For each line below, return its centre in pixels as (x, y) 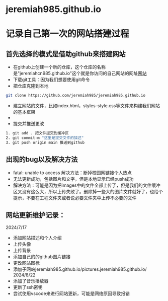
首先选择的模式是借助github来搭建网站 (66, 54)
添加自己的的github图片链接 (42, 257)
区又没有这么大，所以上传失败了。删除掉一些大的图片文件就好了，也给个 (88, 191)
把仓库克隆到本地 (31, 86)
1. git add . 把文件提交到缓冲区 (37, 133)
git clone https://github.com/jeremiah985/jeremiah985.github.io (75, 96)
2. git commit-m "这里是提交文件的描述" (45, 138)
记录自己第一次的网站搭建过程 (68, 34)
